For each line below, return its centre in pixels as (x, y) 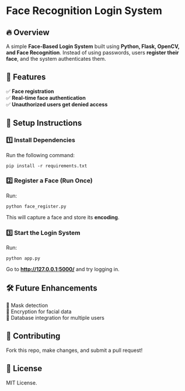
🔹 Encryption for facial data (39, 312)
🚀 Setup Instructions (44, 123)
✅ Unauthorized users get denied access (57, 104)
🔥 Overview (28, 32)
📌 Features (26, 77)
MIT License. (22, 383)
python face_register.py (36, 206)
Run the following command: (40, 155)
